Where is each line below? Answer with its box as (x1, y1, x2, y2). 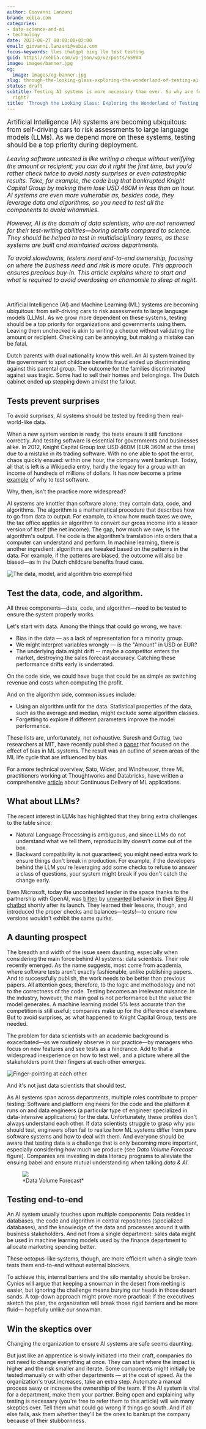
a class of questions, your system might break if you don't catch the (15, 870, 188, 877)
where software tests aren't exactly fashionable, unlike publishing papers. (7, 968, 193, 975)
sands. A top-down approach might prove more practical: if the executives (7, 1293, 194, 1300)
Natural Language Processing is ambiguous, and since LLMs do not (15, 831, 186, 838)
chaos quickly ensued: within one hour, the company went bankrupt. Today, (7, 457, 198, 464)
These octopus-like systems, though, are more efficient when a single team (7, 1255, 197, 1262)
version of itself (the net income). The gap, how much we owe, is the (7, 526, 180, 533)
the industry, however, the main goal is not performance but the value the (7, 994, 192, 1001)
